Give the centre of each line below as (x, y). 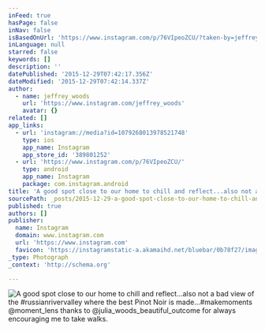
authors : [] (28, 214)
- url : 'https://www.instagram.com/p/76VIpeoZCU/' (100, 162)
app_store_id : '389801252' (67, 154)
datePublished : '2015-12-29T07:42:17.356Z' (81, 74)
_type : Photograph (38, 257)
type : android (45, 169)
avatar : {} (40, 111)
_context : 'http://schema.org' (60, 265)
